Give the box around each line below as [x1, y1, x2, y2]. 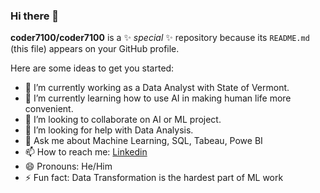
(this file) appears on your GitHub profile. [10, 43, 180, 55]
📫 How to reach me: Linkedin [24, 146, 148, 158]
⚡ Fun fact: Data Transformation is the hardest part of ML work [24, 172, 284, 184]
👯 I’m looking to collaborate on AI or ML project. [24, 114, 222, 126]
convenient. [24, 103, 74, 115]
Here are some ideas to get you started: [10, 62, 175, 74]
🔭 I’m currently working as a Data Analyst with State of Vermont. [24, 82, 290, 94]
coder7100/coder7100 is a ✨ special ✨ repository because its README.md [10, 32, 310, 44]
